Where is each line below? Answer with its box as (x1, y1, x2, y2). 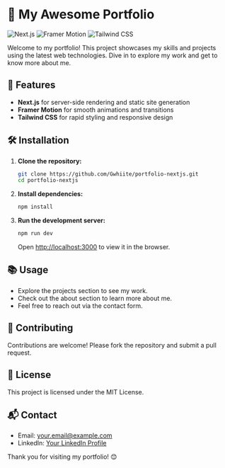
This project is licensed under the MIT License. (7, 387, 144, 396)
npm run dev (17, 230, 53, 237)
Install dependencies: (17, 190, 83, 198)
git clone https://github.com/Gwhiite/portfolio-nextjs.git (17, 170, 199, 178)
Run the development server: (17, 216, 106, 225)
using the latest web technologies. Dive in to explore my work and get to (7, 51, 218, 59)
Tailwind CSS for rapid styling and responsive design (17, 113, 173, 121)
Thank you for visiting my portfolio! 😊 (7, 452, 117, 461)
